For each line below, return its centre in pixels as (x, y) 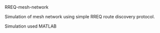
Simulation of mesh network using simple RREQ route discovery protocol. (80, 16)
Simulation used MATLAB (31, 26)
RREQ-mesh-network (27, 7)
